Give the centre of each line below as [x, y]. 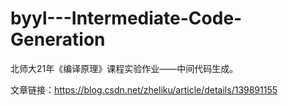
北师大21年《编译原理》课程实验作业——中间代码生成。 [124, 68]
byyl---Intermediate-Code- [126, 18]
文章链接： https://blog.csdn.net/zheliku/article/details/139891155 [144, 89]
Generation [58, 39]
